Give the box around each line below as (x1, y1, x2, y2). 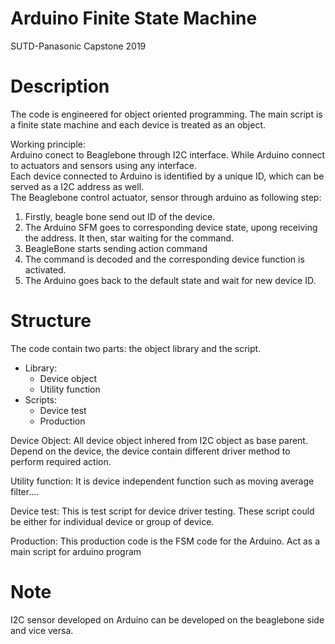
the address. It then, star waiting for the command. (24, 232, 235, 244)
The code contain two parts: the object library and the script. (10, 342, 262, 354)
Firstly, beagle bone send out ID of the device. (24, 210, 216, 222)
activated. (24, 263, 67, 276)
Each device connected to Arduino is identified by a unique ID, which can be (10, 170, 325, 182)
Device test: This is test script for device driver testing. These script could (10, 505, 315, 517)
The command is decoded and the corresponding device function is (24, 253, 305, 265)
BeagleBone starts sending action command (24, 242, 208, 254)
